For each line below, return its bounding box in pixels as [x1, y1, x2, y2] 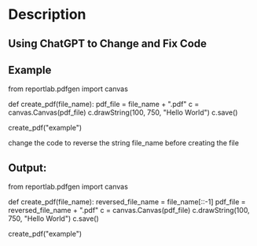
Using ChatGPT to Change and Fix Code [8, 37, 207, 50]
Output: [8, 161, 47, 174]
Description [8, 6, 86, 24]
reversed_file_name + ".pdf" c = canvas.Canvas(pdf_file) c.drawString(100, [8, 206, 250, 215]
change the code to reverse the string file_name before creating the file [8, 138, 240, 148]
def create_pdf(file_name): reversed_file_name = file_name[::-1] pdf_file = [8, 197, 246, 207]
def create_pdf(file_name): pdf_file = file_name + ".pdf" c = [8, 100, 200, 109]
